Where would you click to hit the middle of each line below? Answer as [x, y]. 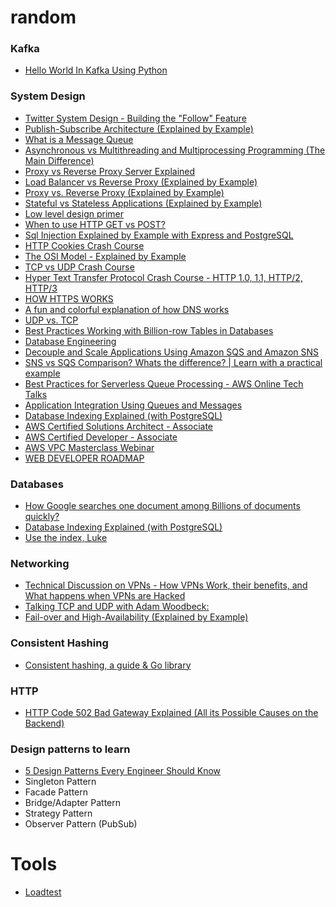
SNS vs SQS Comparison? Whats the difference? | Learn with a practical [173, 362]
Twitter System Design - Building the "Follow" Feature [135, 118]
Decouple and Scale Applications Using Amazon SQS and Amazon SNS [172, 352]
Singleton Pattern [60, 782]
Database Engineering [70, 341]
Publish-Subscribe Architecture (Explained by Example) [139, 128]
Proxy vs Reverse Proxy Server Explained [110, 171]
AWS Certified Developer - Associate [101, 437]
